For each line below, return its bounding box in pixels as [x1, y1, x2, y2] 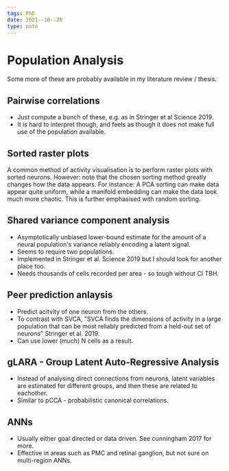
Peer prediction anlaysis [7, 289, 113, 301]
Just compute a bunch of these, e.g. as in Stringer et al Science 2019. [16, 113, 214, 121]
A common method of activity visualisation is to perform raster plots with [7, 165, 213, 173]
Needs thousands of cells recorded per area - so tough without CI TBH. [16, 269, 219, 278]
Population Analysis [7, 52, 124, 68]
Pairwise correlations [7, 95, 101, 106]
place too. [16, 262, 46, 270]
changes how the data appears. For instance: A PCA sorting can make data [7, 180, 219, 189]
